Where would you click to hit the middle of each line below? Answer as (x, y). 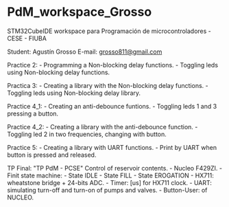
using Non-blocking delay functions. (59, 72)
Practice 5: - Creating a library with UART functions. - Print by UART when (112, 147)
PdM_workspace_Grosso (80, 12)
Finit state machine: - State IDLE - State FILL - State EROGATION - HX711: (111, 175)
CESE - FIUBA (27, 38)
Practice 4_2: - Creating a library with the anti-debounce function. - (103, 127)
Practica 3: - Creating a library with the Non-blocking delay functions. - (108, 85)
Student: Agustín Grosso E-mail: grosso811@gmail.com (85, 52)
